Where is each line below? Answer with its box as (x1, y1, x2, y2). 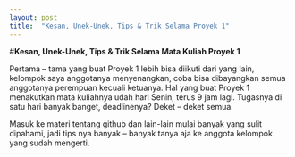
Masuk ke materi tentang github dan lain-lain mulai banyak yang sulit (9, 118, 262, 129)
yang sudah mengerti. (9, 137, 90, 148)
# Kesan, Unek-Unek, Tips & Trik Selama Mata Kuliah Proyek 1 (9, 45, 240, 56)
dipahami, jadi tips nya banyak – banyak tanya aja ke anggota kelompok (9, 128, 273, 138)
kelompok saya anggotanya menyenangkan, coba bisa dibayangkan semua (9, 72, 286, 83)
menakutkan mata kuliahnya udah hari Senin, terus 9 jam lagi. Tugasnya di (9, 91, 282, 103)
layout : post (9, 12, 58, 22)
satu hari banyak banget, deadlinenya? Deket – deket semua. (9, 101, 234, 112)
